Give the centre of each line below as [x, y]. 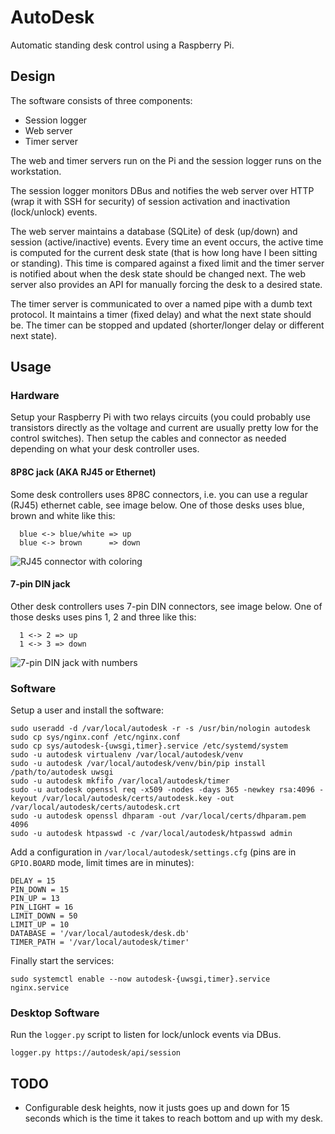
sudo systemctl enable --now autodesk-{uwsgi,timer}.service [140, 979]
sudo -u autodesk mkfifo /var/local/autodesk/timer [120, 781]
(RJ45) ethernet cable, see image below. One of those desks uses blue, [157, 505]
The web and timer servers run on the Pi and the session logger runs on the [166, 160]
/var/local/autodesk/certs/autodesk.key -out [138, 799]
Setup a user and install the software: [87, 710]
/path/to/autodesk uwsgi [62, 772]
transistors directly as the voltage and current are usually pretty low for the [164, 428]
